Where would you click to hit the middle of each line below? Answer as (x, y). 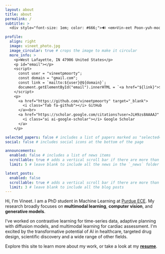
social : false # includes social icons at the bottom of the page (74, 142)
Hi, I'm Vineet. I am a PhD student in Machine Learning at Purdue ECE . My (80, 201)
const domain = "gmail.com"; (48, 78)
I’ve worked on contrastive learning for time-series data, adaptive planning (81, 221)
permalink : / (18, 19)
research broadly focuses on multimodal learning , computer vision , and (79, 206)
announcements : (21, 151)
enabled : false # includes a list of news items (60, 156)
